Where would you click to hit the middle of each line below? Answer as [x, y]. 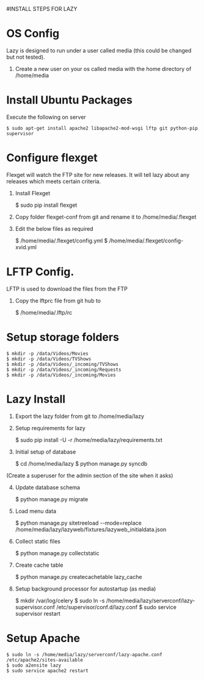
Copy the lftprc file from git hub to [58, 301]
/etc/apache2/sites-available [45, 660]
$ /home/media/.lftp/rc [44, 312]
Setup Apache [43, 638]
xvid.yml [26, 247]
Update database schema [48, 487]
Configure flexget [52, 158]
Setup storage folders [63, 337]
